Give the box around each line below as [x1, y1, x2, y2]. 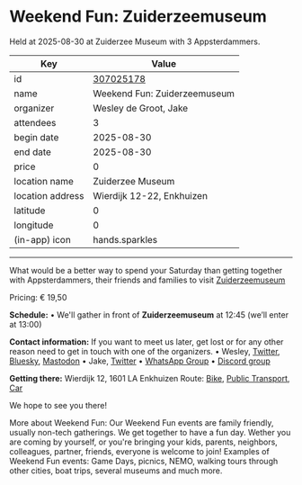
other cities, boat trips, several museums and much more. [9, 465, 223, 476]
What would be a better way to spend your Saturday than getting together [9, 265, 283, 275]
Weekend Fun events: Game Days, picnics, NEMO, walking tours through [9, 455, 279, 466]
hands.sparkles [93, 233, 158, 246]
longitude [13, 219, 54, 231]
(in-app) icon [13, 233, 72, 246]
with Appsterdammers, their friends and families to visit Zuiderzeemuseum [9, 274, 286, 285]
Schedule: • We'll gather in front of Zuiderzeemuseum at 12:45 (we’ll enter [9, 309, 289, 320]
